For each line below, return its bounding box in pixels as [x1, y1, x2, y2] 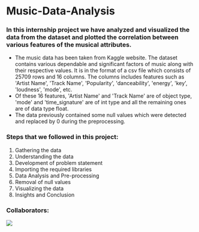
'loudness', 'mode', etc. [14, 86, 73, 94]
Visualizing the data [14, 185, 64, 192]
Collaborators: [6, 206, 49, 214]
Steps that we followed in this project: [6, 133, 119, 141]
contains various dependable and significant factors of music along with [14, 61, 194, 68]
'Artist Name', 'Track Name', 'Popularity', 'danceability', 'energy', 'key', [14, 80, 188, 87]
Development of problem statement [14, 159, 103, 166]
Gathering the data [14, 146, 62, 153]
